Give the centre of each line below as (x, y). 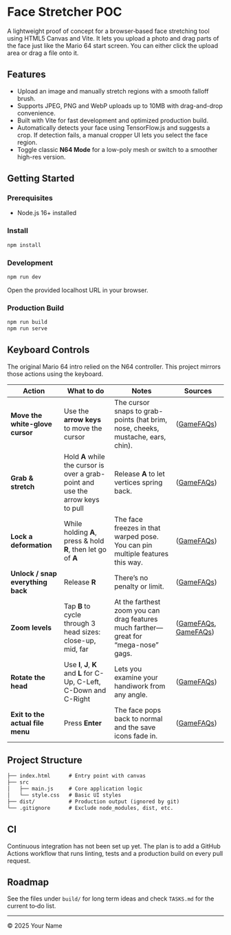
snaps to (128, 411)
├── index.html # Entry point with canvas (77, 776)
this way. (129, 562)
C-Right (77, 698)
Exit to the (27, 714)
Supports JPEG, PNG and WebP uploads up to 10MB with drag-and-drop (120, 106)
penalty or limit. (139, 586)
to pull (74, 508)
